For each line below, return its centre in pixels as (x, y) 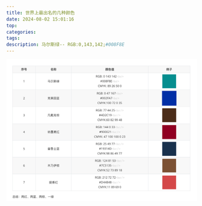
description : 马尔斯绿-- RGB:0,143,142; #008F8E (66, 45)
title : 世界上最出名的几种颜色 (41, 13)
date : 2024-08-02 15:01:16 (40, 19)
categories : (21, 32)
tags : (13, 38)
